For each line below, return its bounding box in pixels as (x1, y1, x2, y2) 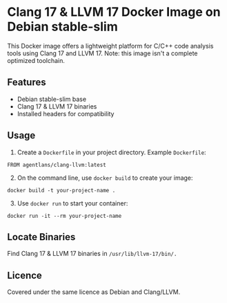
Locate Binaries (7, 231, 76, 243)
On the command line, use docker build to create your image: (17, 174, 193, 182)
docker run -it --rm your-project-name (7, 212, 122, 219)
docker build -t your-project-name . (7, 187, 116, 194)
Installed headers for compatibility (17, 109, 115, 118)
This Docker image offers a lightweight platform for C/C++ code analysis (7, 42, 214, 50)
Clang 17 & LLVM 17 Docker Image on (7, 4, 221, 20)
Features (7, 77, 46, 89)
